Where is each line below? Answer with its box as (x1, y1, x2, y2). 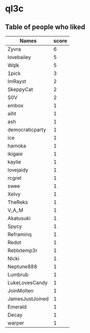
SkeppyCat (7, 86, 33, 93)
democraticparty (7, 126, 46, 133)
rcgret (7, 174, 22, 181)
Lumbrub (7, 271, 29, 278)
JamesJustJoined (7, 295, 49, 302)
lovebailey (7, 54, 31, 60)
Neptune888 (7, 263, 37, 270)
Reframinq (7, 231, 32, 238)
